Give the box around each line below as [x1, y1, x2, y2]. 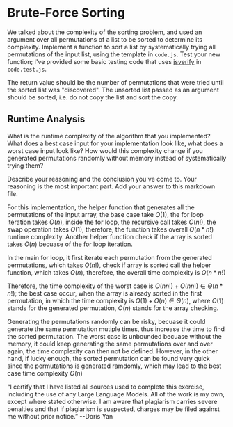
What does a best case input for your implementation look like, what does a [7, 139, 223, 147]
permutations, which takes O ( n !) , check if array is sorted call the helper [7, 261, 211, 269]
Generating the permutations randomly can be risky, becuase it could [7, 317, 206, 325]
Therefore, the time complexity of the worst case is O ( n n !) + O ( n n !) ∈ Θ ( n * [7, 282, 223, 290]
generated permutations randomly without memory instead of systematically [7, 154, 227, 162]
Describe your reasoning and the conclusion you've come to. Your [7, 175, 197, 183]
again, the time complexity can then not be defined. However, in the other [7, 346, 218, 355]
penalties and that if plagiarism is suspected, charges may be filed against [7, 405, 220, 413]
